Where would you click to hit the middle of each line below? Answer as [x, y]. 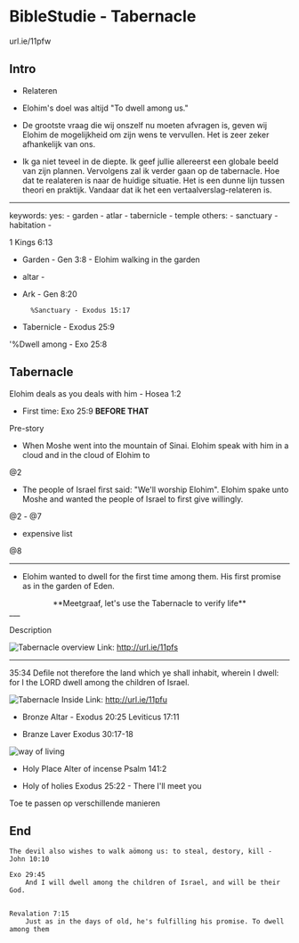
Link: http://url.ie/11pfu [126, 699]
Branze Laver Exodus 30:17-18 [77, 734]
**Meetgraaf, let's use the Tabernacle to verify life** [149, 603]
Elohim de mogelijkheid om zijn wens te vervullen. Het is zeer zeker [145, 135]
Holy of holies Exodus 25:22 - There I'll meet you [112, 785]
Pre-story [27, 428]
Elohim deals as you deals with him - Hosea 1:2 [95, 393]
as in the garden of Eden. [68, 586]
